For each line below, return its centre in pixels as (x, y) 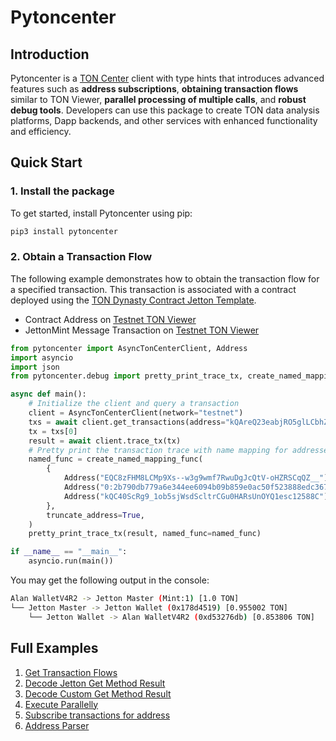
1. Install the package (62, 191)
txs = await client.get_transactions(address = (127, 422)
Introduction (50, 54)
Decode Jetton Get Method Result (95, 683)
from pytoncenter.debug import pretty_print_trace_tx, (127, 376)
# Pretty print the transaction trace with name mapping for (158, 450)
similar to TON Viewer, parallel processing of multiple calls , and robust (158, 99)
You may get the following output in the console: (110, 580)
